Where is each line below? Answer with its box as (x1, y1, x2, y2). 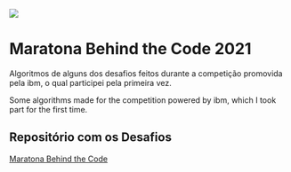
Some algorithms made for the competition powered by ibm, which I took (9, 94, 277, 106)
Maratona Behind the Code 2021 (9, 39, 252, 59)
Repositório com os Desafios (9, 129, 172, 145)
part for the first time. (9, 104, 88, 114)
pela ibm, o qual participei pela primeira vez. (9, 77, 172, 88)
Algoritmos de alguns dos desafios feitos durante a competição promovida (9, 67, 283, 79)
